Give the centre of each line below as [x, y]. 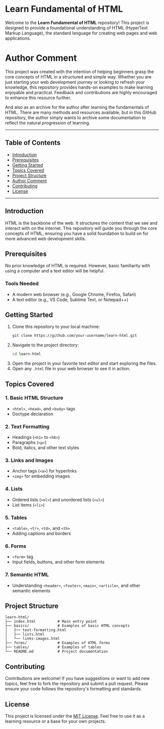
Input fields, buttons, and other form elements [58, 562]
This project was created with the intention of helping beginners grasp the [80, 72]
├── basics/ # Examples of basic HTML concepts [68, 626]
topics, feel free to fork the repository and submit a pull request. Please [77, 684]
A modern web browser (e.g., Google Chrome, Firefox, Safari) [74, 294]
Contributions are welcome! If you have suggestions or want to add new [77, 679]
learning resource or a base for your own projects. [56, 721]
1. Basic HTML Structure [34, 398]
